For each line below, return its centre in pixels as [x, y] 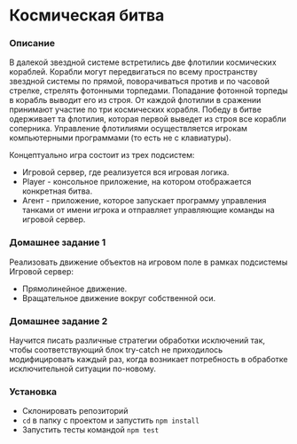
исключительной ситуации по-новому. [83, 369]
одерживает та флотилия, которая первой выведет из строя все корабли [148, 119]
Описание [32, 44]
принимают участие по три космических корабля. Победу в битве [135, 110]
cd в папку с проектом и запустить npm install [110, 420]
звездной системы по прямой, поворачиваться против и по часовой [140, 82]
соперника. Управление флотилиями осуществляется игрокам [129, 129]
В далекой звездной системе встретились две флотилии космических [143, 62]
